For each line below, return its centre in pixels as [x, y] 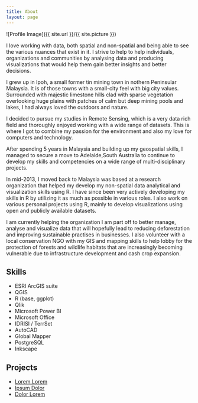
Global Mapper [33, 336]
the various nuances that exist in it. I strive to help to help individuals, [90, 51]
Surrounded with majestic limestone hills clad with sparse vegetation [90, 95]
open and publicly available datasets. [51, 210]
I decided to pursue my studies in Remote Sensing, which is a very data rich [98, 118]
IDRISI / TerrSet [33, 324]
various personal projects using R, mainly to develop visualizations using [95, 204]
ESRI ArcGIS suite [36, 286]
